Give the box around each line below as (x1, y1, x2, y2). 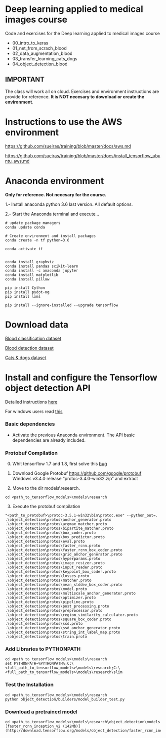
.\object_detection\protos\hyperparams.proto (5, 556, 100, 561)
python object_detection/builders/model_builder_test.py (5, 696, 125, 702)
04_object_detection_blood (12, 61, 68, 67)
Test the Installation (5, 681, 54, 688)
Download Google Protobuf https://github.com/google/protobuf (12, 470, 142, 476)
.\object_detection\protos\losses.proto (5, 574, 90, 579)
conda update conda (5, 225, 45, 230)
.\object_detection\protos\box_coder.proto (5, 530, 96, 535)
